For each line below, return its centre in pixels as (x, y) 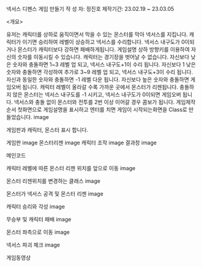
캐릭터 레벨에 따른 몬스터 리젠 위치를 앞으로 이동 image (71, 168)
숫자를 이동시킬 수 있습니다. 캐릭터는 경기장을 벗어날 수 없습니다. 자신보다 (103, 57)
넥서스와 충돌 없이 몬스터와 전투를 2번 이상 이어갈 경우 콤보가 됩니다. (94, 102)
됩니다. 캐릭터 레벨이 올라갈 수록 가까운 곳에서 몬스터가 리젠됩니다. (100, 87)
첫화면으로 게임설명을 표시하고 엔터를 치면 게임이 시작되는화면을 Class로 (102, 109)
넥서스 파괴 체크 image (33, 245)
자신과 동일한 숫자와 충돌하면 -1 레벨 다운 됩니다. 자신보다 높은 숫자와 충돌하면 (98, 79)
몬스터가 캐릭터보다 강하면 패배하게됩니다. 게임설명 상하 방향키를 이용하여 (103, 49)
